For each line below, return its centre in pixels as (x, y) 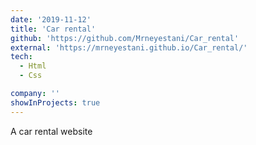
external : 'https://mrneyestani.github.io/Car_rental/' (129, 47)
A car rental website (51, 131)
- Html (33, 66)
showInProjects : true (55, 102)
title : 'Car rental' (53, 29)
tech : (21, 57)
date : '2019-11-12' (51, 19)
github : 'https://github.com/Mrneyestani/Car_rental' (125, 38)
